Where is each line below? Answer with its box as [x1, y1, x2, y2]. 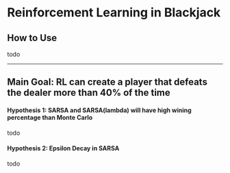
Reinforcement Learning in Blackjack [7, 5, 221, 21]
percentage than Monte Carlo [7, 113, 93, 121]
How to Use [7, 32, 57, 44]
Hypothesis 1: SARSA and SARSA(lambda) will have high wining [7, 106, 192, 114]
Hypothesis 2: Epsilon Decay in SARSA [7, 144, 120, 152]
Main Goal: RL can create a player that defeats [7, 77, 207, 88]
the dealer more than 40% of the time [7, 87, 171, 98]
